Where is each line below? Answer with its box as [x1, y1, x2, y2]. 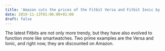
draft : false [5, 16, 32, 21]
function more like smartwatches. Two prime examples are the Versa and [5, 35, 154, 41]
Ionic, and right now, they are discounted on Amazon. [5, 41, 114, 47]
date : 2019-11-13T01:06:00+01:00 [5, 12, 74, 17]
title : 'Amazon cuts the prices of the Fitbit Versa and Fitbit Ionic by [5, 7, 161, 12]
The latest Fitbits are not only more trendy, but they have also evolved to [5, 30, 152, 36]
